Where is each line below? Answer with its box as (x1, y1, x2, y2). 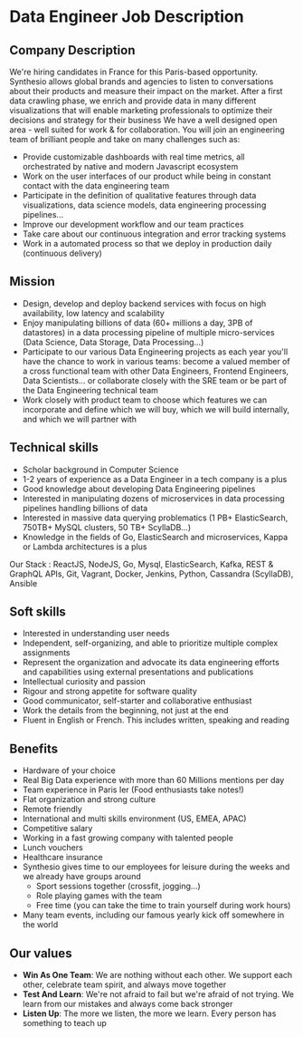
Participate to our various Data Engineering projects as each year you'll (22, 346, 289, 357)
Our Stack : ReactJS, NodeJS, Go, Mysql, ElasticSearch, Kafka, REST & (9, 558, 274, 569)
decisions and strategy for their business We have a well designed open (9, 115, 278, 125)
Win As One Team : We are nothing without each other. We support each (22, 970, 293, 981)
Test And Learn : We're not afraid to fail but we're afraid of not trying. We (22, 989, 294, 1000)
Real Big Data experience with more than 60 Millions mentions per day (22, 775, 285, 786)
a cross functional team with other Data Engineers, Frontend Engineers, (22, 365, 289, 376)
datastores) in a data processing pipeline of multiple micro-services (22, 326, 275, 337)
